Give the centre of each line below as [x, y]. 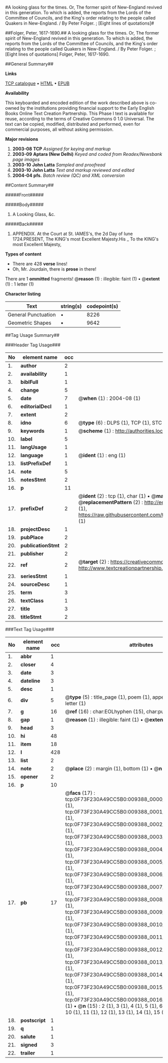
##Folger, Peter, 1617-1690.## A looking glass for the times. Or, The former [82, 33]
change [30, 390]
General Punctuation [32, 314]
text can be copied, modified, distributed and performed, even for [73, 124]
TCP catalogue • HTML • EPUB [37, 83]
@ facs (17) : [80, 793]
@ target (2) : [94, 562]
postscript [33, 1020]
